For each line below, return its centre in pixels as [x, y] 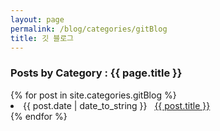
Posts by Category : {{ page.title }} [96, 73]
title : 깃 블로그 [42, 38]
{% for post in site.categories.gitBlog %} [93, 95]
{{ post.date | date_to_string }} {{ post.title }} [117, 105]
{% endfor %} [39, 116]
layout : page [37, 19]
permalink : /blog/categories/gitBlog [89, 29]
